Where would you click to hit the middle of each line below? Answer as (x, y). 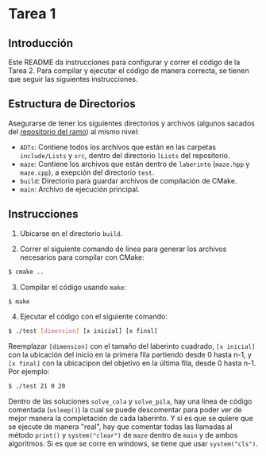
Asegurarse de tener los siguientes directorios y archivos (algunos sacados (132, 123)
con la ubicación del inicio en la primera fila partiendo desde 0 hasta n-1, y (130, 355)
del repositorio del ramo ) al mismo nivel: (74, 131)
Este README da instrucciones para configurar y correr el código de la (124, 62)
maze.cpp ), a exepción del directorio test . (87, 172)
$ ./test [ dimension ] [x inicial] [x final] (83, 331)
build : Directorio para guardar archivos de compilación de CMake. (128, 180)
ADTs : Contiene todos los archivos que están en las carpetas (118, 147)
